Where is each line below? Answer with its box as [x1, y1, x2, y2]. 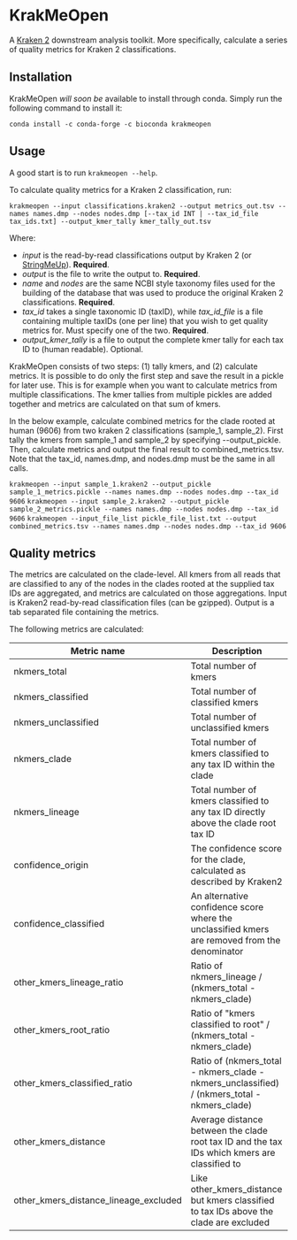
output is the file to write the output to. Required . [21, 268, 201, 279]
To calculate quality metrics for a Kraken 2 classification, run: [9, 184, 232, 195]
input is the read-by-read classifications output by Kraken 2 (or [21, 250, 252, 260]
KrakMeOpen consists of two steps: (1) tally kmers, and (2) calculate [9, 360, 258, 372]
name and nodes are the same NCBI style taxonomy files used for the [21, 278, 276, 289]
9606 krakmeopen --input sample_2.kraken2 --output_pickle [9, 497, 230, 505]
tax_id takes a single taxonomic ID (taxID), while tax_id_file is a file [21, 306, 263, 317]
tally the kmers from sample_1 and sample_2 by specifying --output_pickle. [9, 435, 281, 445]
